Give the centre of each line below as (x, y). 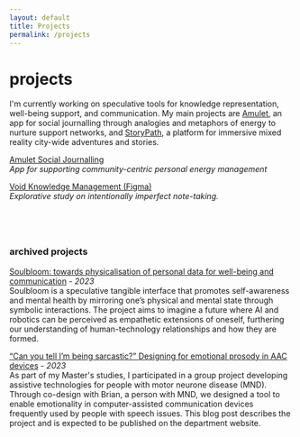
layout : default (40, 18)
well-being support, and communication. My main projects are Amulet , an (145, 114)
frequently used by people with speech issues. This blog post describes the (150, 413)
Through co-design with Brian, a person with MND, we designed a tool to (145, 394)
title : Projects (40, 26)
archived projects (49, 251)
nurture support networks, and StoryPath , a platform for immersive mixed (145, 132)
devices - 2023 (38, 365)
